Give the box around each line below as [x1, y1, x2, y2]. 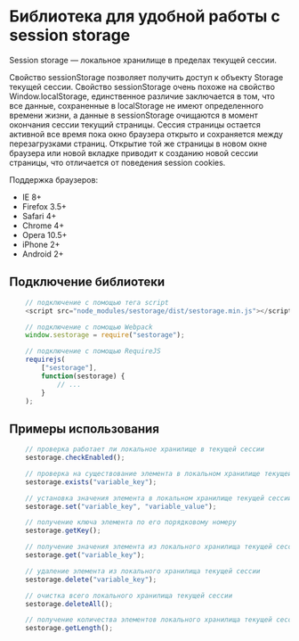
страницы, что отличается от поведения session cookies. [9, 157, 226, 168]
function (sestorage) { [41, 372, 125, 381]
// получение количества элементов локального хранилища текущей [25, 615, 273, 625]
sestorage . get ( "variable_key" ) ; [25, 551, 145, 560]
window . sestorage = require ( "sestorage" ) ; [25, 331, 185, 340]
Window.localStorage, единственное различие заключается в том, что [9, 91, 276, 102]
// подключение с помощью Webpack [25, 323, 153, 332]
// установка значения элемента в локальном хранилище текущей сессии [25, 493, 293, 503]
